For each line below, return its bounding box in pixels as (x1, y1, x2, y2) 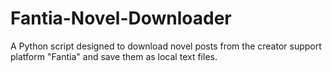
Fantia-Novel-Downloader (10, 7, 232, 30)
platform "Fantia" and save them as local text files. (10, 50, 218, 62)
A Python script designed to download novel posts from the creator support (10, 40, 322, 52)
